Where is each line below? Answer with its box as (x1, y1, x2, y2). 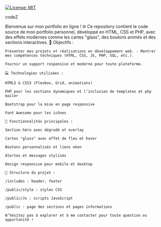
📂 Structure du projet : (5, 170, 56, 175)
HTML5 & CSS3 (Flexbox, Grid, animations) (5, 81, 93, 85)
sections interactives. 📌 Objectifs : (5, 40, 74, 45)
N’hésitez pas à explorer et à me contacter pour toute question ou (5, 213, 147, 218)
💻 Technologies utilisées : (5, 71, 64, 76)
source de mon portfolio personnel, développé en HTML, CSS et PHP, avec (5, 29, 156, 35)
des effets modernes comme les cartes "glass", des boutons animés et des (5, 34, 156, 40)
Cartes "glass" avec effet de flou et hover (5, 136, 97, 141)
